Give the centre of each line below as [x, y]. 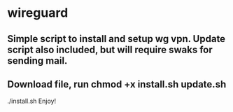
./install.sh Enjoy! [32, 101]
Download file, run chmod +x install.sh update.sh [117, 84]
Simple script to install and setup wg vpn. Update [116, 39]
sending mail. [37, 61]
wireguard [38, 13]
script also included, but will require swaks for [110, 49]
